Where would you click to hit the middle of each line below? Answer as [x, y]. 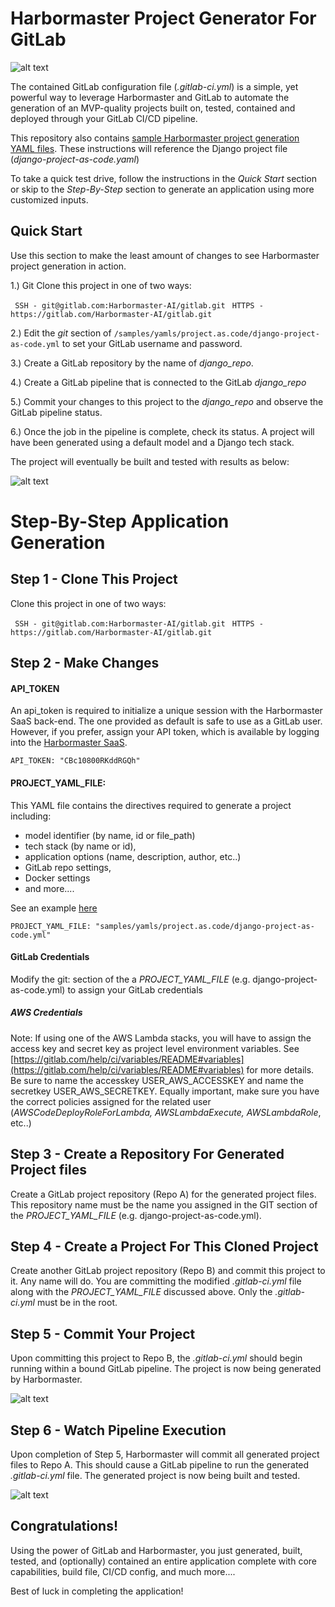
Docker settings [57, 878]
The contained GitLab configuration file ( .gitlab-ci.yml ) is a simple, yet [154, 86]
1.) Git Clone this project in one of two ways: [101, 285]
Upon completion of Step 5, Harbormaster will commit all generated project [165, 1454]
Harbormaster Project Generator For [163, 18]
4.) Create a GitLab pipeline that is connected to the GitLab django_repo [158, 382]
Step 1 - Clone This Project [94, 579]
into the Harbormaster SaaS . [69, 743]
